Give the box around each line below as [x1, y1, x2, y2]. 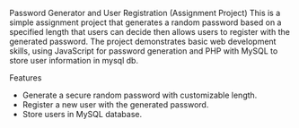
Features [9, 73, 42, 83]
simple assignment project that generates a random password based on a [9, 17, 282, 28]
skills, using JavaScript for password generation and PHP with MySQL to [9, 46, 278, 56]
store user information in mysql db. [9, 55, 139, 65]
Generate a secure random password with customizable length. [22, 90, 258, 100]
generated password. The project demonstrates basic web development [9, 36, 277, 47]
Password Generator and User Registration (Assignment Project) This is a [9, 8, 281, 18]
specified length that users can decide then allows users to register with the [9, 27, 290, 37]
